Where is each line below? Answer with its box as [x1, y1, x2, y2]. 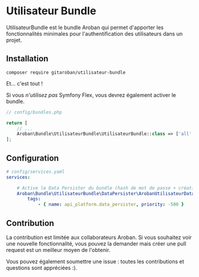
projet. [6, 36, 23, 43]
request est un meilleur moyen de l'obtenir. [6, 247, 111, 253]
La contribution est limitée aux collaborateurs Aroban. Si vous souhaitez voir [6, 234, 192, 241]
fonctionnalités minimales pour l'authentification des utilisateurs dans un [6, 30, 183, 37]
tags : [27, 196, 41, 202]
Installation [6, 53, 49, 64]
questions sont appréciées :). [6, 265, 78, 271]
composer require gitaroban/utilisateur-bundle [6, 70, 126, 75]
